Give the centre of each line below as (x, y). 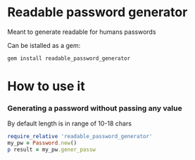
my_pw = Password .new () (42, 143)
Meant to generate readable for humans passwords (82, 32)
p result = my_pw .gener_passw (52, 150)
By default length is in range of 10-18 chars (70, 123)
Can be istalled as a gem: (44, 45)
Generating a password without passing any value (95, 109)
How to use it (46, 86)
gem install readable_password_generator (69, 58)
